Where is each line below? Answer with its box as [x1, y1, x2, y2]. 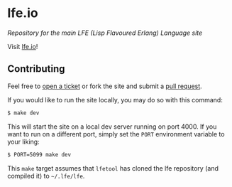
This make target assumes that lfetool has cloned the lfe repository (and [7, 164, 219, 172]
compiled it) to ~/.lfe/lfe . [7, 171, 85, 180]
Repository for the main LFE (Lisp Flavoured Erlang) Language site [7, 28, 203, 37]
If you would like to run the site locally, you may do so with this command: [7, 95, 223, 104]
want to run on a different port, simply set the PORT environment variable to [7, 129, 225, 138]
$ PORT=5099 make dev [7, 151, 72, 158]
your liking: [7, 137, 40, 146]
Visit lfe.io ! [7, 42, 38, 50]
